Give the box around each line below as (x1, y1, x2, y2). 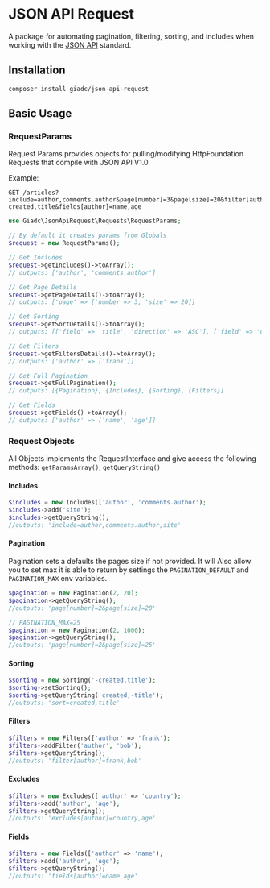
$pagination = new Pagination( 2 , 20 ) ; (8, 589, 138, 597)
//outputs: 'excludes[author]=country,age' (8, 815, 157, 823)
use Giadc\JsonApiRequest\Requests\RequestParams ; (8, 217, 182, 226)
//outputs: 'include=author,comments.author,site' (8, 521, 182, 529)
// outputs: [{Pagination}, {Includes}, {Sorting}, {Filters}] (8, 387, 225, 395)
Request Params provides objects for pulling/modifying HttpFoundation (8, 149, 243, 159)
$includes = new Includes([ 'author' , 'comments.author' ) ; (8, 499, 207, 507)
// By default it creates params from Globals (8, 231, 167, 240)
